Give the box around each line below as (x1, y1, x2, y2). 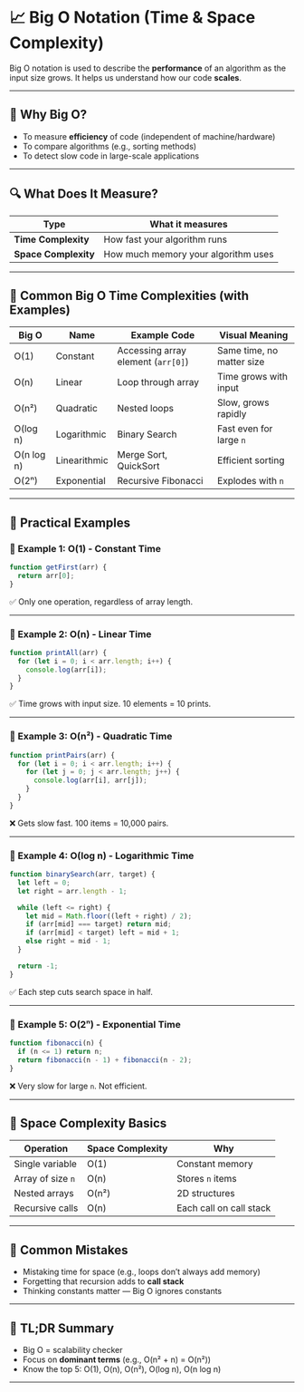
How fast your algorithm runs (103, 233, 228, 246)
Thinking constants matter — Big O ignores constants (22, 1286, 223, 1297)
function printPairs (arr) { (9, 750, 116, 759)
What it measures (149, 217, 228, 230)
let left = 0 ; (17, 878, 71, 887)
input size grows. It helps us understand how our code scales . (9, 72, 242, 82)
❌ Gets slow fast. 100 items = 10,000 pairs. (9, 817, 169, 828)
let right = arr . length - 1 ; (17, 886, 128, 895)
